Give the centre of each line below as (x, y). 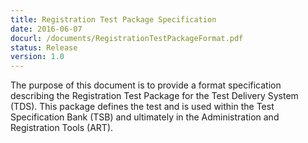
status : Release (44, 47)
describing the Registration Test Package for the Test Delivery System (154, 96)
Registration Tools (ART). (62, 128)
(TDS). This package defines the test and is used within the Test (142, 107)
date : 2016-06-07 (46, 29)
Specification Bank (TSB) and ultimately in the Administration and (145, 117)
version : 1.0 (37, 57)
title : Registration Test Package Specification (113, 19)
